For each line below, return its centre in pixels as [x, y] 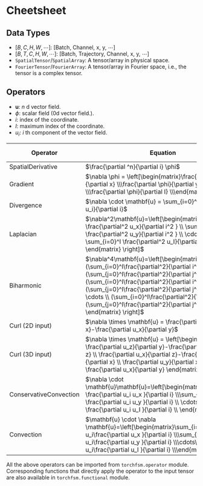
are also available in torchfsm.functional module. [68, 477]
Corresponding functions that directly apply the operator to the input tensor [100, 471]
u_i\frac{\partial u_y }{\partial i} [129, 442]
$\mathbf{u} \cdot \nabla [121, 419]
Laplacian [23, 234]
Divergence [26, 205]
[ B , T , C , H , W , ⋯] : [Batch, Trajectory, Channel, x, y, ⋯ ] [82, 54]
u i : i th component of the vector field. [61, 133]
